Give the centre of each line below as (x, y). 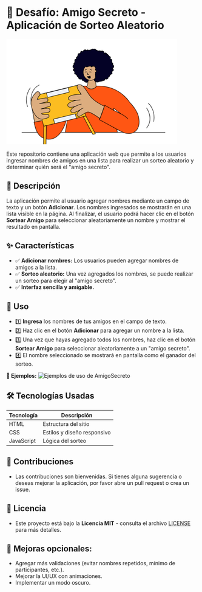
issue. (22, 489)
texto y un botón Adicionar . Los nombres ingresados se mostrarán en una (99, 207)
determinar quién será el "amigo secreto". (59, 167)
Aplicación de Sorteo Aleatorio (86, 25)
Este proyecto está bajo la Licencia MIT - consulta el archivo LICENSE (103, 523)
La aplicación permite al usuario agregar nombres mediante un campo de (98, 201)
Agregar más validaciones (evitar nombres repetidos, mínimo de (95, 563)
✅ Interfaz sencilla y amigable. (55, 287)
